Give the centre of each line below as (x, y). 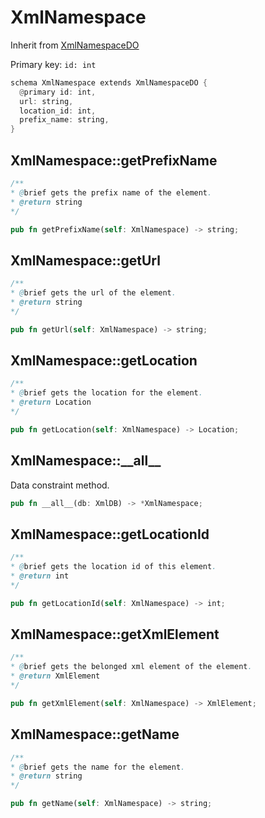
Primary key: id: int (53, 64)
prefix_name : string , (64, 120)
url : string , (46, 101)
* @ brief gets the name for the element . (98, 767)
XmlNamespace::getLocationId (110, 534)
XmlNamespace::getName (95, 734)
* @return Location (51, 402)
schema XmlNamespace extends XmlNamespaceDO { (109, 82)
